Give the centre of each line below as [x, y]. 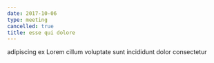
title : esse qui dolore [41, 33]
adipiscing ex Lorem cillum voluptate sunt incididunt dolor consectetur [107, 52]
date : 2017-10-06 [32, 13]
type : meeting [28, 20]
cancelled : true [30, 26]
